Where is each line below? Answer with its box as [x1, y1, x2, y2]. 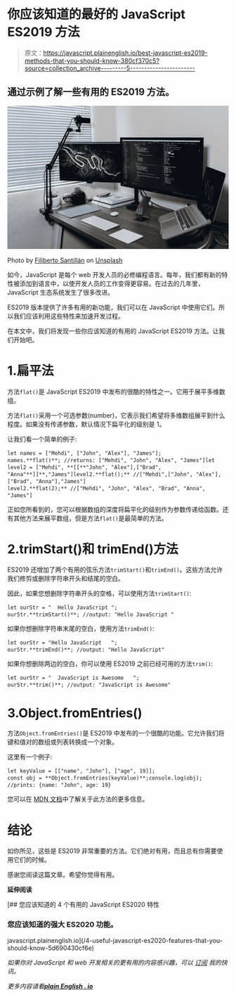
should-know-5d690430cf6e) [7, 944, 95, 952]
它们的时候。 [13, 856, 51, 864]
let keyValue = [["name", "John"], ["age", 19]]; [7, 768, 156, 775]
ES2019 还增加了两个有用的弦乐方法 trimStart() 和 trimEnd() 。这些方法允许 [7, 565, 223, 574]
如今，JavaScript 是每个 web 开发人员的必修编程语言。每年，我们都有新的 [7, 270, 222, 278]
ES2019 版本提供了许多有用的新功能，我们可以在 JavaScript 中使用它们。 [7, 303, 219, 311]
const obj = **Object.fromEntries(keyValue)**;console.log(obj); [7, 775, 202, 782]
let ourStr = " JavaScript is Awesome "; [7, 674, 140, 682]
